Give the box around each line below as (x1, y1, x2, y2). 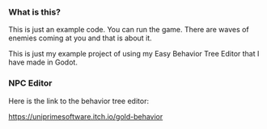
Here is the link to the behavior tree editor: (8, 96, 150, 106)
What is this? (8, 6, 61, 18)
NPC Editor (8, 77, 53, 89)
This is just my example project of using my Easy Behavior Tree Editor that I (8, 49, 260, 59)
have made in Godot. (8, 57, 78, 67)
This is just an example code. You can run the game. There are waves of (8, 25, 249, 35)
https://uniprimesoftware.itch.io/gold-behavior (8, 111, 163, 121)
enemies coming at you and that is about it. (8, 33, 152, 43)
